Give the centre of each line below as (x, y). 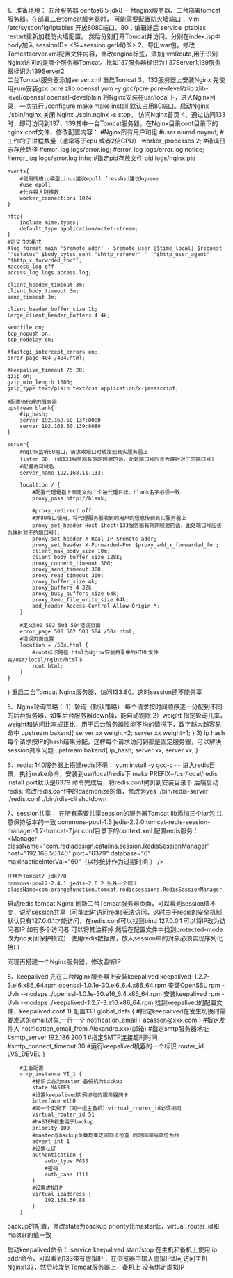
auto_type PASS (66, 1161)
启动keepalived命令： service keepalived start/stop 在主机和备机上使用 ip (112, 1249)
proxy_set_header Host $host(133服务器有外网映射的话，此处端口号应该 (127, 526)
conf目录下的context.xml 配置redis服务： (140, 831)
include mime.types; (49, 223)
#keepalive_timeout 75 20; (46, 370)
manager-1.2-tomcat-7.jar (44, 831)
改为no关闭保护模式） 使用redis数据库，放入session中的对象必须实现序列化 (115, 938)
